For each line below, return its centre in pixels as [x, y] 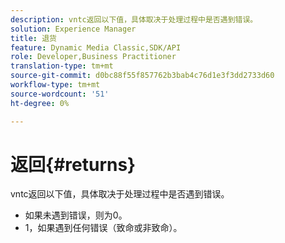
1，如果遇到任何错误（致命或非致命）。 [103, 228]
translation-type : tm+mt [62, 66]
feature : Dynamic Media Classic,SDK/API [96, 47]
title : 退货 [33, 38]
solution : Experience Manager [73, 29]
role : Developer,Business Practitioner [93, 57]
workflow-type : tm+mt [55, 85]
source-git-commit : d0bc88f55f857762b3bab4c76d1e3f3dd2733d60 [142, 76]
